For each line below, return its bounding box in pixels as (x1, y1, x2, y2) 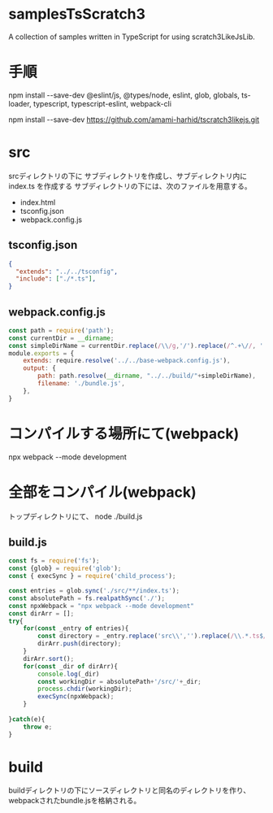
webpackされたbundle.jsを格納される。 (8, 796, 141, 806)
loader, (8, 98, 32, 108)
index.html (19, 197, 56, 207)
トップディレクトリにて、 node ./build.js (8, 511, 143, 521)
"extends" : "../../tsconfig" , (15, 267, 118, 276)
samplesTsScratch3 (8, 5, 146, 24)
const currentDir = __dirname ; (8, 334, 115, 342)
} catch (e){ (8, 715, 45, 724)
